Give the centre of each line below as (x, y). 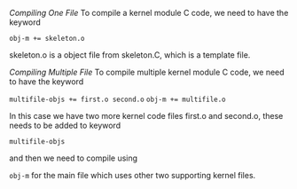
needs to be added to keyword (65, 125)
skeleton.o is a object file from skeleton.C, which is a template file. (130, 55)
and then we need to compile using (74, 158)
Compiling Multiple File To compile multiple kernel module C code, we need (147, 72)
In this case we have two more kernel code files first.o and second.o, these (146, 116)
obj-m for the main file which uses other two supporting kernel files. (133, 175)
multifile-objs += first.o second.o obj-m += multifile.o (117, 99)
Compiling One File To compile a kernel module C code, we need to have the (149, 13)
